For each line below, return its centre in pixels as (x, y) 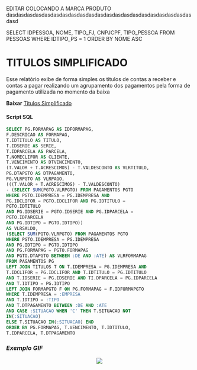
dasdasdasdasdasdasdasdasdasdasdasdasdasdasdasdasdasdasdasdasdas (99, 15)
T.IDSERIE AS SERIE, (32, 146)
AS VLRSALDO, (22, 228)
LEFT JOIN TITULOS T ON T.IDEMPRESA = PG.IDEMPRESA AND (76, 267)
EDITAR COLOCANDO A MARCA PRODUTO (59, 9)
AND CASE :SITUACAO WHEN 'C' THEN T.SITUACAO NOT (69, 311)
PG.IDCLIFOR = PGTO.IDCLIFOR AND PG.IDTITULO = (66, 201)
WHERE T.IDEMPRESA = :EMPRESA (43, 295)
